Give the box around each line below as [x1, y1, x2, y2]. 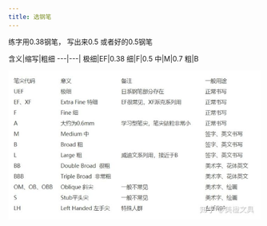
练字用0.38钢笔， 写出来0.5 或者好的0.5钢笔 [8, 37, 153, 46]
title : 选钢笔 [8, 13, 52, 21]
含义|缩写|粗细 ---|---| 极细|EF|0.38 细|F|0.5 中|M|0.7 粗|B [8, 54, 199, 63]
